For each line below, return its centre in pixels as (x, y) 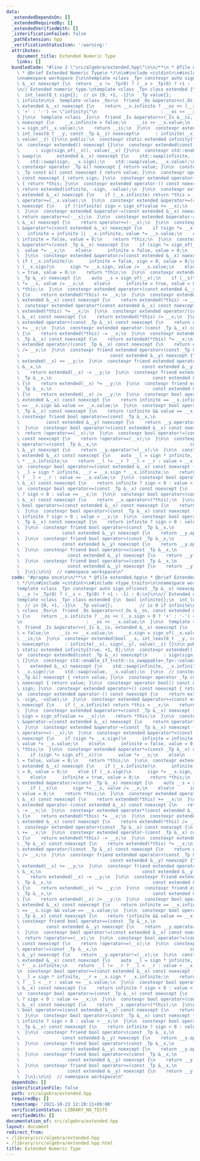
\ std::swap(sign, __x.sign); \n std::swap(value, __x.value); (104, 162)
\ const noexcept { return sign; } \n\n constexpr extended (93, 178)
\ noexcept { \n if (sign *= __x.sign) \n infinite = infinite (105, 738)
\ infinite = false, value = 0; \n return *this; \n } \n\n (94, 239)
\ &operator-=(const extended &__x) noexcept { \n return (93, 722)
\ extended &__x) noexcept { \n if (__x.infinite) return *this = (104, 194)
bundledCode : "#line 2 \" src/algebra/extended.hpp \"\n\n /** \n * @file (101, 67)
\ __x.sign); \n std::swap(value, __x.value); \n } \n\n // (96, 672)
